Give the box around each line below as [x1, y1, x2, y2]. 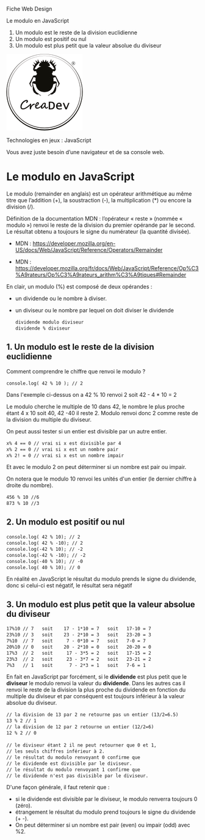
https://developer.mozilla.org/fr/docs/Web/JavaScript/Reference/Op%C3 [15, 264, 199, 271]
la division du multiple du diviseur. [6, 416, 92, 423]
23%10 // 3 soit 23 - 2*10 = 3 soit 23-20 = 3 [6, 632, 151, 638]
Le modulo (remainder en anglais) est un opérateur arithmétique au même [6, 190, 192, 197]
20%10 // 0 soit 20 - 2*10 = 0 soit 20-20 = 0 [6, 644, 151, 650]
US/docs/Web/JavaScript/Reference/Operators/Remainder [15, 246, 163, 253]
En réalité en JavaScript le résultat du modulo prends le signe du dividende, [6, 575, 196, 583]
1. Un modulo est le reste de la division [6, 342, 154, 352]
